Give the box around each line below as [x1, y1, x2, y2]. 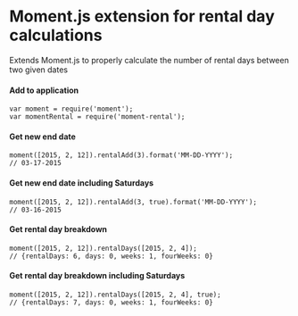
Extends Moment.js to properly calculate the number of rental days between [9, 54, 290, 65]
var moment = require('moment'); [9, 104, 134, 113]
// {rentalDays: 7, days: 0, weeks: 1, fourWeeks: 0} [9, 297, 214, 307]
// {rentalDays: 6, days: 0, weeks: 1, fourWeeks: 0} [9, 252, 214, 261]
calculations [9, 25, 103, 46]
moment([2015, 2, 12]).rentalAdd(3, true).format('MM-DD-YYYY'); [9, 197, 257, 206]
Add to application [9, 85, 79, 96]
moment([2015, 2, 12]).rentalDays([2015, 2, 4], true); [9, 290, 221, 299]
